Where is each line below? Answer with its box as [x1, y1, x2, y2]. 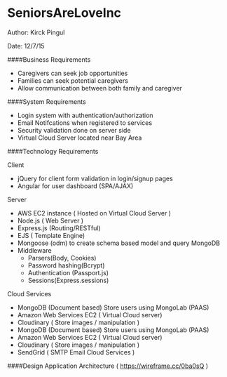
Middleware [17, 246, 52, 254]
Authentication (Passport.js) [27, 268, 109, 277]
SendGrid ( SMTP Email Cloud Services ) [17, 348, 135, 356]
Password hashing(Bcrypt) [27, 261, 105, 270]
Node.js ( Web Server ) [17, 216, 84, 225]
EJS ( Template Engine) [17, 231, 85, 239]
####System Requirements [7, 97, 86, 106]
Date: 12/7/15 [7, 41, 45, 50]
